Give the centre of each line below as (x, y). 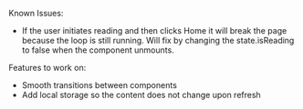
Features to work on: (47, 68)
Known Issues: (36, 13)
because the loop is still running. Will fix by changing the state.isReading (158, 40)
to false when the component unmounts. (98, 50)
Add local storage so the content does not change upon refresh (141, 95)
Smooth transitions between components (99, 85)
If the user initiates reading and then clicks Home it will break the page (154, 30)
